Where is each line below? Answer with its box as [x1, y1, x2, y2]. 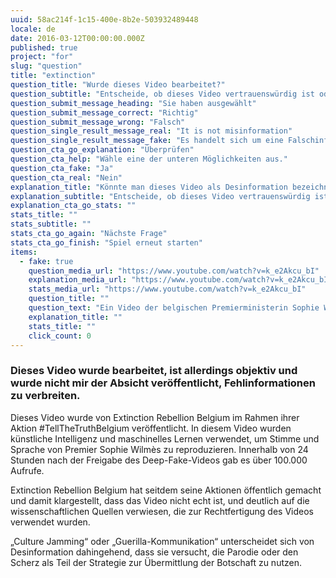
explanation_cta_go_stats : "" [10, 201, 137, 211]
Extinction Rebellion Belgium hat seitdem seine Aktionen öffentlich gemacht [10, 484, 322, 496]
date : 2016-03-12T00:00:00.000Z [10, 33, 145, 43]
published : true [10, 42, 78, 53]
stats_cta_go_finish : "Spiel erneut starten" [10, 237, 203, 248]
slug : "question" [10, 61, 83, 71]
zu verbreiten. [10, 389, 81, 403]
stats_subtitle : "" [10, 219, 92, 230]
